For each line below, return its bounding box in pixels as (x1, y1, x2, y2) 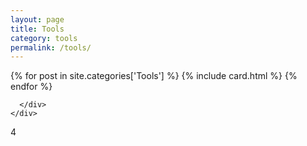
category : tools (10, 33, 78, 43)
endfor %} (10, 81, 53, 93)
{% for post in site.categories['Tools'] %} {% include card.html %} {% (10, 70, 298, 82)
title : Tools (10, 24, 65, 34)
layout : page (10, 14, 65, 25)
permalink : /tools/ (10, 42, 92, 53)
